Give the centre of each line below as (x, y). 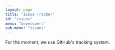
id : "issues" (19, 19)
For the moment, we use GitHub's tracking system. (58, 42)
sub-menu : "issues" (26, 28)
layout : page (19, 10)
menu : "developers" (26, 24)
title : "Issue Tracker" (30, 14)
